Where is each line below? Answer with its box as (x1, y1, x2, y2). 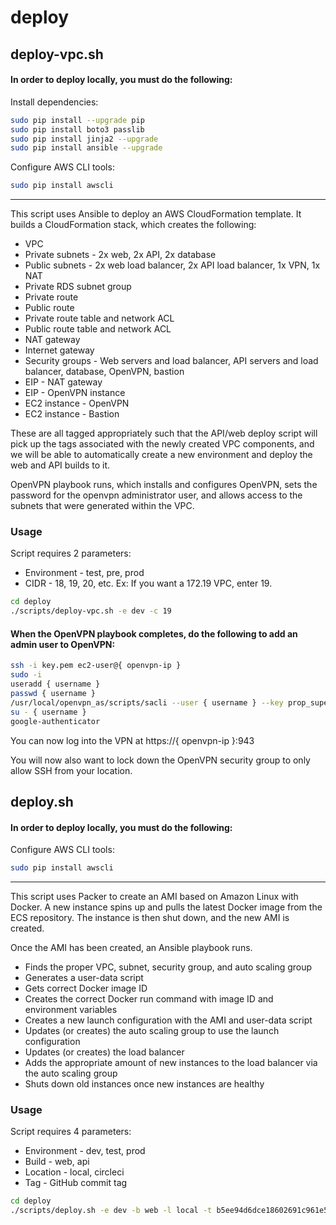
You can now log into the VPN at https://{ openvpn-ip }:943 (10, 734, 255, 746)
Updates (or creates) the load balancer (24, 1046, 185, 1058)
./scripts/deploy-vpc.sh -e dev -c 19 (10, 606, 172, 616)
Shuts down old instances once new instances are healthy (24, 1078, 265, 1090)
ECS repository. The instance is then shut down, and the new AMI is (10, 912, 290, 923)
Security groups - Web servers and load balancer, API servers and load (24, 355, 319, 367)
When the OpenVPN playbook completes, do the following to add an (10, 627, 298, 640)
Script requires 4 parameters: (10, 1126, 132, 1138)
